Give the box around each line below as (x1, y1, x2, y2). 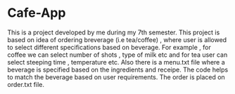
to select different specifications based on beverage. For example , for (7, 43, 211, 51)
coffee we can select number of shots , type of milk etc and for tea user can (7, 51, 228, 59)
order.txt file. (7, 80, 44, 88)
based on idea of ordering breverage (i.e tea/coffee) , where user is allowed (7, 35, 227, 43)
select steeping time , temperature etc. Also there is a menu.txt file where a (7, 58, 225, 66)
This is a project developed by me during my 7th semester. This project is (7, 28, 220, 36)
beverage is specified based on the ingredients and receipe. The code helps (7, 65, 229, 74)
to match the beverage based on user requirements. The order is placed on (7, 72, 225, 81)
